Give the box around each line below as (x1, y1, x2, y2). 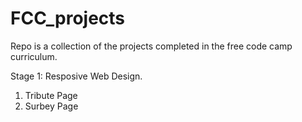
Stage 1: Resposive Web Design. (10, 70, 143, 82)
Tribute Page (24, 89, 78, 101)
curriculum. (10, 50, 58, 62)
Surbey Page (24, 100, 79, 112)
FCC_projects (10, 7, 126, 30)
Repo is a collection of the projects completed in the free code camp (10, 40, 293, 52)
